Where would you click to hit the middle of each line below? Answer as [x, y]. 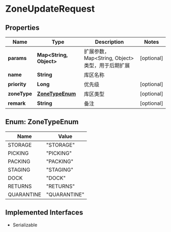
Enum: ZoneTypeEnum [42, 122]
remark [17, 103]
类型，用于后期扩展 [107, 65]
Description [109, 42]
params [17, 58]
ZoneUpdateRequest [50, 9]
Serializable [25, 225]
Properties [22, 28]
